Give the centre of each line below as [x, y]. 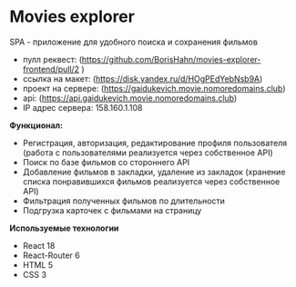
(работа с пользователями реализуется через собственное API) [148, 153]
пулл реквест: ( [52, 59]
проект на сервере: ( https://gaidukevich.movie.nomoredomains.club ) [154, 88]
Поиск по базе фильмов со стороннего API [106, 162]
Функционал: [36, 125]
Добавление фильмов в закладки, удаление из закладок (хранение [154, 172]
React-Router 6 [51, 255]
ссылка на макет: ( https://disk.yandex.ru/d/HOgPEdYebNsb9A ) [143, 78]
